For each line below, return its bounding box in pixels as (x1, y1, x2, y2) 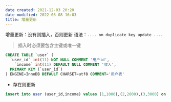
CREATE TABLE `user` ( (5, 53, 54, 58)
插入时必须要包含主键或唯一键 (17, 42, 81, 48)
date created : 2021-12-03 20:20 (5, 7, 74, 13)
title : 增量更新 (5, 17, 37, 22)
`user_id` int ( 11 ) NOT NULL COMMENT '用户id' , (10, 57, 110, 63)
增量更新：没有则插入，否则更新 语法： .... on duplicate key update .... (5, 32, 163, 38)
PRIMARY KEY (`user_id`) (10, 67, 63, 72)
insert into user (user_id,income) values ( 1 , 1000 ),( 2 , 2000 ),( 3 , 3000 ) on (5, 91, 166, 97)
